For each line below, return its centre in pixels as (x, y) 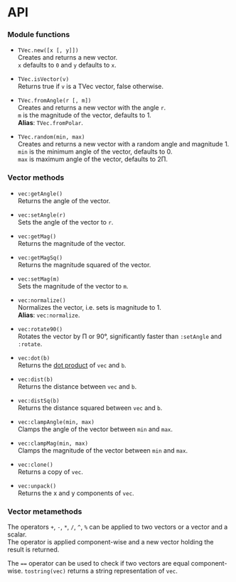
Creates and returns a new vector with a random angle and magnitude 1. (123, 144)
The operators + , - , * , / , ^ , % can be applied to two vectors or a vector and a (118, 527)
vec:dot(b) (34, 358)
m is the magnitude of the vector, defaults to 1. (84, 115)
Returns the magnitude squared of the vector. (84, 264)
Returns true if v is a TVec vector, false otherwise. (91, 87)
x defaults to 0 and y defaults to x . (67, 65)
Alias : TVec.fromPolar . (50, 123)
